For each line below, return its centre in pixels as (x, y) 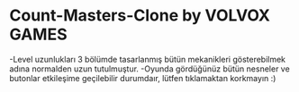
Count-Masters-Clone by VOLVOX (140, 16)
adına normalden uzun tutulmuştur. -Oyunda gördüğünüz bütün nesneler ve (149, 69)
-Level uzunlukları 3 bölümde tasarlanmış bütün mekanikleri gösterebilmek (148, 59)
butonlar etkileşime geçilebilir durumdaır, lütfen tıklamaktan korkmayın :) (143, 78)
